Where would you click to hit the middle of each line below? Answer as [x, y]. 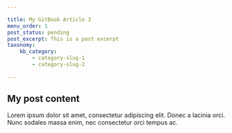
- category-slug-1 [59, 58]
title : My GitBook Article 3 [49, 19]
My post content [44, 99]
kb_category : [38, 52]
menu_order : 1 [28, 26]
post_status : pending [38, 32]
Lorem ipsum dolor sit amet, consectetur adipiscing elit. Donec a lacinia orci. [116, 115]
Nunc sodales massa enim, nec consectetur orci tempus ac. [92, 123]
